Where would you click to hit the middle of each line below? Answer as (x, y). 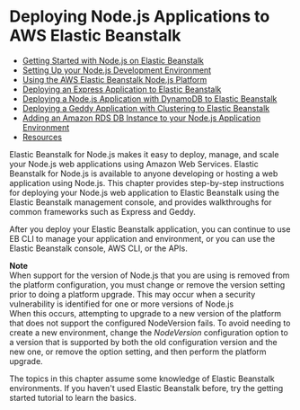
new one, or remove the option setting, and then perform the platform (138, 352)
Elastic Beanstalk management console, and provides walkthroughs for (141, 202)
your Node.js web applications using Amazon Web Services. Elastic (134, 164)
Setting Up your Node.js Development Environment (117, 70)
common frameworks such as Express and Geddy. (102, 211)
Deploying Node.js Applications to (140, 17)
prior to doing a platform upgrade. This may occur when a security (132, 294)
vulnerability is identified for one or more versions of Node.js (122, 304)
